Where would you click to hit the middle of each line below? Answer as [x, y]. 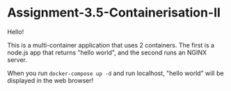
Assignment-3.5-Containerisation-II [114, 13]
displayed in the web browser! [50, 80]
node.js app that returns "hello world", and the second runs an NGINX [107, 52]
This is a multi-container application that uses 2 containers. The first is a [111, 45]
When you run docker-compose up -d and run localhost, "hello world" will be [115, 73]
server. [17, 59]
